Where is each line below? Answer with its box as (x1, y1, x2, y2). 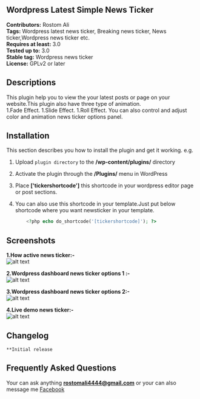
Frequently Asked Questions (6, 363, 117, 373)
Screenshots (6, 235, 56, 246)
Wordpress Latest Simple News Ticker (6, 5, 154, 15)
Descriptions (6, 77, 56, 88)
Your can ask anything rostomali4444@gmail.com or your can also (6, 379, 177, 386)
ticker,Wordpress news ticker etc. (6, 33, 90, 41)
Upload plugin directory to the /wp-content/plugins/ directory (15, 158, 176, 166)
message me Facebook (6, 386, 65, 393)
